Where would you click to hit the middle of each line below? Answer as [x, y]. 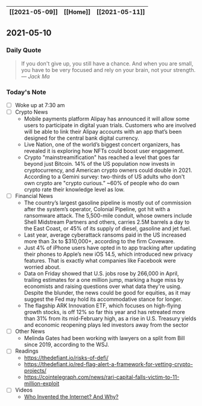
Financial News [34, 196]
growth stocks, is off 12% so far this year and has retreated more [105, 312]
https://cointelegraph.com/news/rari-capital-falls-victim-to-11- [102, 377]
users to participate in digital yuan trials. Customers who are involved [110, 125]
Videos [24, 390]
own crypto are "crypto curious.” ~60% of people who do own [102, 183]
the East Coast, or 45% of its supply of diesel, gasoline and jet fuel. [108, 229]
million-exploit [42, 384]
